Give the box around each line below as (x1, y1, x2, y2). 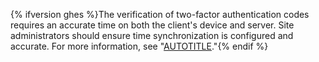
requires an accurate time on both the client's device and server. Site (10, 19, 295, 31)
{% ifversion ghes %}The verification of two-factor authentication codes (10, 9, 310, 20)
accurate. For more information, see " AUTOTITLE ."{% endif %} (10, 40, 269, 52)
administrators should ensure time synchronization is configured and (10, 30, 294, 41)
